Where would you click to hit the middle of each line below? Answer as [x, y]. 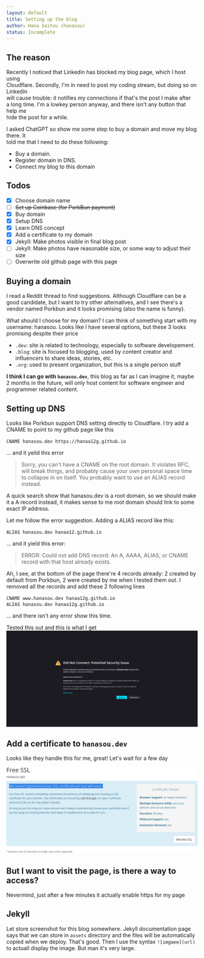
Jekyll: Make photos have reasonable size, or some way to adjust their [103, 249]
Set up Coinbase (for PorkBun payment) [65, 207]
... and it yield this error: [36, 543]
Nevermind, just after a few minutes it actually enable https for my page [96, 895]
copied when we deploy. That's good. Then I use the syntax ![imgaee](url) [101, 942]
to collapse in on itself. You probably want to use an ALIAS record [103, 478]
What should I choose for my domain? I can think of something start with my [102, 321]
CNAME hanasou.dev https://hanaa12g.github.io [66, 442]
